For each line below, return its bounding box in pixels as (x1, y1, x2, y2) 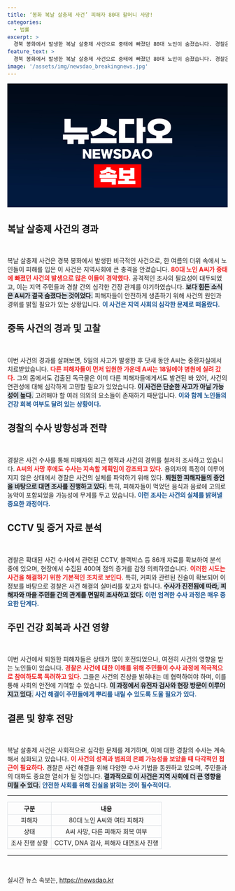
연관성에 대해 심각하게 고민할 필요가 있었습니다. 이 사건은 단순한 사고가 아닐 (7, 382, 211, 391)
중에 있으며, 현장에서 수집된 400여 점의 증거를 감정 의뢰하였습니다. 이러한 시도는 (7, 564, 226, 573)
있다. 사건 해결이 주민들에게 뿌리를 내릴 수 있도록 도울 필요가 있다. (20, 690, 197, 699)
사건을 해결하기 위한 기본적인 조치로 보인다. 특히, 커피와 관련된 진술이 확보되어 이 (7, 573, 226, 581)
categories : (7, 18, 42, 26)
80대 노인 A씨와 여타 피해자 (69, 815, 145, 824)
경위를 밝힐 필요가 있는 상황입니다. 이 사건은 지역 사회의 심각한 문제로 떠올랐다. (7, 300, 220, 309)
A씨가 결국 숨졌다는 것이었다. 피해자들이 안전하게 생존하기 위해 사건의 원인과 (14, 291, 222, 300)
